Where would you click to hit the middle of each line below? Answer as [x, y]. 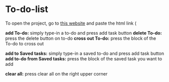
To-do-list [27, 9]
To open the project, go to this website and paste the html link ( [71, 23]
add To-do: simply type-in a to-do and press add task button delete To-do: [84, 33]
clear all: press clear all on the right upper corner [56, 73]
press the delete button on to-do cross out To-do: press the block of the [81, 38]
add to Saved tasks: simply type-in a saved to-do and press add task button [85, 53]
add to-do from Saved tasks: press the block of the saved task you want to [84, 58]
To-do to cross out [24, 43]
